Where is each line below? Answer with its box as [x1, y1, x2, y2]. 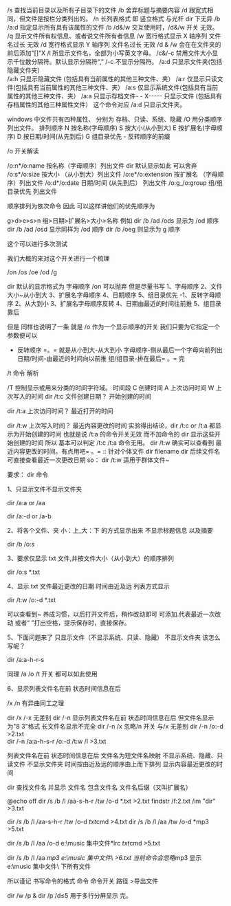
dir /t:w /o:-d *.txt [7, 596, 56, 604]
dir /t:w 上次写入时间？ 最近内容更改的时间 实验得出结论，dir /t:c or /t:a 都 [7, 421, 215, 430]
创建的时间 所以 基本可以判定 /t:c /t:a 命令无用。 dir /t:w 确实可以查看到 [12, 439, 214, 447]
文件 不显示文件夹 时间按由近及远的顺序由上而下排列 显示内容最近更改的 [12, 760, 217, 768]
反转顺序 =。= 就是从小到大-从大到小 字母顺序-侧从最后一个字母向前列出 [16, 346, 223, 354]
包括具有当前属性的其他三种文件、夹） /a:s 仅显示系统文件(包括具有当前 [15, 83, 219, 91]
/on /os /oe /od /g [7, 268, 57, 276]
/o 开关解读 [7, 147, 39, 155]
